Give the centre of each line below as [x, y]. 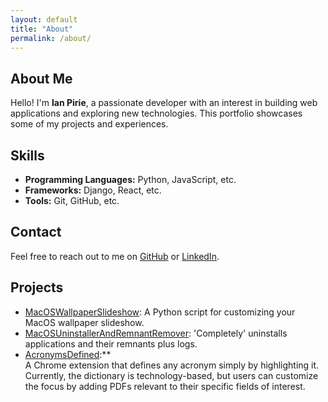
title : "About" [42, 29]
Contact [36, 232]
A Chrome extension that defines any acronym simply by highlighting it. [172, 365]
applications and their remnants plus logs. [111, 343]
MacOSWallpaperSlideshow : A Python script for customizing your [160, 312]
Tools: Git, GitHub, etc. [72, 200]
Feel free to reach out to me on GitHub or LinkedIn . [115, 256]
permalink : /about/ [51, 38]
